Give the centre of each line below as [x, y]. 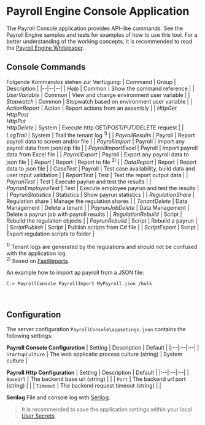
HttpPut [16, 121]
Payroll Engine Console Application [98, 11]
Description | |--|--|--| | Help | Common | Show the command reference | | [100, 88]
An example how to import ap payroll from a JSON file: [75, 273]
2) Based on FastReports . [38, 260]
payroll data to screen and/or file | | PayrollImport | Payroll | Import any [96, 142]
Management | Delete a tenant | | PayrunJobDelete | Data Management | [98, 208]
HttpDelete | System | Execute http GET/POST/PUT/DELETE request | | [95, 128]
